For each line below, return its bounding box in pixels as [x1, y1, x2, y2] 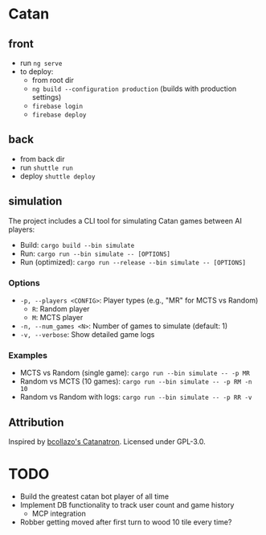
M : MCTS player [31, 312, 84, 322]
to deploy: [19, 67, 54, 76]
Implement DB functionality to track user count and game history [19, 500, 235, 509]
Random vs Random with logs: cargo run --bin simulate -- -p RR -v [19, 392, 252, 402]
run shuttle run [19, 163, 74, 172]
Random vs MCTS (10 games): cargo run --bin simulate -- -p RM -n [19, 377, 252, 386]
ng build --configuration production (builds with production [31, 84, 237, 93]
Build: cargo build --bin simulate [19, 240, 135, 249]
